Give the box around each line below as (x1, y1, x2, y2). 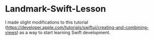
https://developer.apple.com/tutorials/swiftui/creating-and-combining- (6, 24, 149, 30)
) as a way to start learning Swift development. (17, 29, 111, 35)
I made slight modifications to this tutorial (5, 19, 88, 25)
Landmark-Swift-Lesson (5, 3, 106, 14)
